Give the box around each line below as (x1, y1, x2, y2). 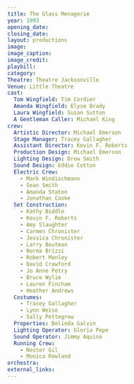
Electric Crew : (13, 168, 59, 176)
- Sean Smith (20, 181, 59, 188)
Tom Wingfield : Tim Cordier (13, 96, 97, 103)
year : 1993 (7, 17, 39, 24)
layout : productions (7, 37, 68, 44)
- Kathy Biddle (20, 208, 65, 215)
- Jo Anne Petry (20, 267, 68, 274)
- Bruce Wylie (20, 273, 61, 281)
